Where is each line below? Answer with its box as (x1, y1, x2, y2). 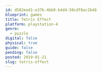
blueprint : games (5, 12, 42, 17)
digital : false (5, 36, 38, 41)
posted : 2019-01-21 (5, 54, 47, 60)
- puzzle (10, 31, 29, 36)
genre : (5, 26, 19, 31)
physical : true (5, 41, 38, 46)
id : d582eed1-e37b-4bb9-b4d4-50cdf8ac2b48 (5, 7, 97, 13)
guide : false (5, 45, 33, 50)
